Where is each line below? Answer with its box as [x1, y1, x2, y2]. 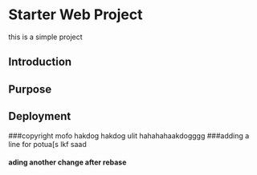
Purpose [8, 82, 52, 96]
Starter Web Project [8, 6, 143, 24]
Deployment [8, 109, 71, 123]
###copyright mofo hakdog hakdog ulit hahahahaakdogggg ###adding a [8, 130, 250, 141]
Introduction [8, 55, 72, 69]
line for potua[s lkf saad [8, 139, 87, 149]
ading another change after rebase [8, 157, 127, 167]
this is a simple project [8, 32, 83, 42]
